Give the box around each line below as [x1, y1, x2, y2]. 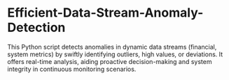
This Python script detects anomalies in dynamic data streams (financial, [7, 42, 217, 51]
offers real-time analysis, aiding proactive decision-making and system [7, 57, 212, 65]
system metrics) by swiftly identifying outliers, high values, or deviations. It [7, 50, 223, 58]
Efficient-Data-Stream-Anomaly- [7, 5, 204, 21]
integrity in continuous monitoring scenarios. [7, 65, 137, 73]
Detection [7, 19, 66, 35]
